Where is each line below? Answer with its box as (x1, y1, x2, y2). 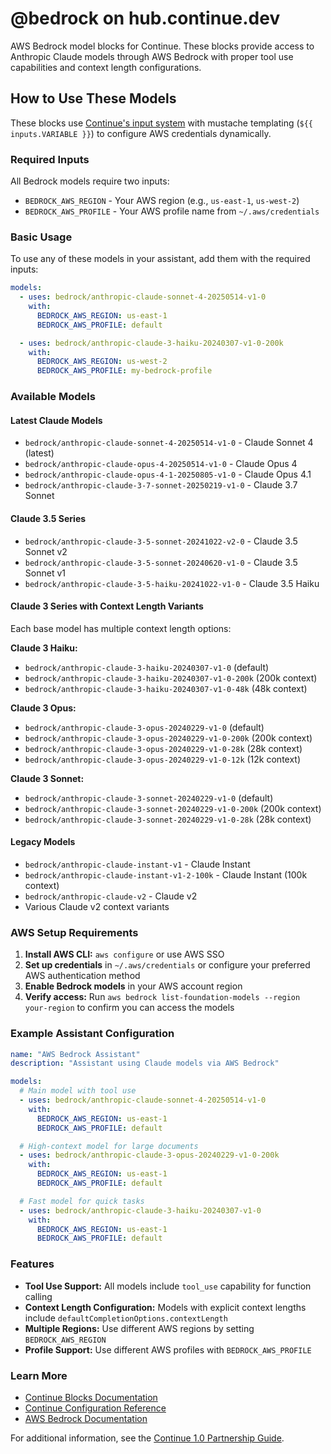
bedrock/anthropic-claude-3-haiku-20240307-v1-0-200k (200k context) (24, 672, 318, 684)
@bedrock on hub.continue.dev (10, 7, 281, 30)
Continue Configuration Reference (24, 1402, 167, 1414)
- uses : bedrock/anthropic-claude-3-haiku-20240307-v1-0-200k (19, 338, 284, 348)
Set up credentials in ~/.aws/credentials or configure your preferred (24, 959, 311, 971)
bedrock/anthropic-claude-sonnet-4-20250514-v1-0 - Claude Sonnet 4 (24, 437, 314, 449)
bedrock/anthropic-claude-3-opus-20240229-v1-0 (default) (24, 721, 265, 733)
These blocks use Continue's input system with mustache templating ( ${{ (10, 117, 314, 129)
